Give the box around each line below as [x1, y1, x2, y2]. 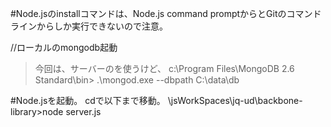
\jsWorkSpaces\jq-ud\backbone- [167, 95, 303, 106]
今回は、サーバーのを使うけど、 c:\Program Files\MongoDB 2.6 [34, 63, 295, 74]
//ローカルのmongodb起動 [10, 42, 118, 53]
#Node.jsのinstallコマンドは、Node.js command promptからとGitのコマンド [10, 8, 322, 19]
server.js [65, 106, 102, 117]
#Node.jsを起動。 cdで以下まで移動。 [10, 95, 166, 106]
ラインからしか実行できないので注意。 [10, 20, 168, 32]
